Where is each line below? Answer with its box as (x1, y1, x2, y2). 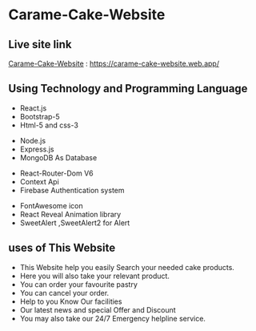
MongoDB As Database (19, 152, 98, 162)
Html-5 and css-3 (19, 120, 78, 130)
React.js (19, 103, 47, 113)
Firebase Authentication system (19, 185, 125, 195)
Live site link (8, 38, 72, 51)
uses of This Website (8, 241, 116, 255)
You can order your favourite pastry (19, 279, 138, 289)
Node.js (19, 135, 46, 145)
